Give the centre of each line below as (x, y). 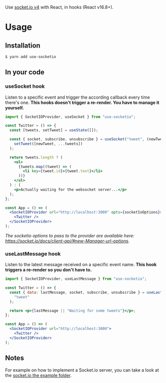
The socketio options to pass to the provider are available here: (70, 235)
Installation (23, 45)
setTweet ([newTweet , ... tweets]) (48, 144)
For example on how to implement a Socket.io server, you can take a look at (82, 370)
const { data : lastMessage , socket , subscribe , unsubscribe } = (77, 292)
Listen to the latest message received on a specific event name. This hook (81, 265)
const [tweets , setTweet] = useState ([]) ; (54, 130)
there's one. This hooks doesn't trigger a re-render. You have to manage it (82, 102)
